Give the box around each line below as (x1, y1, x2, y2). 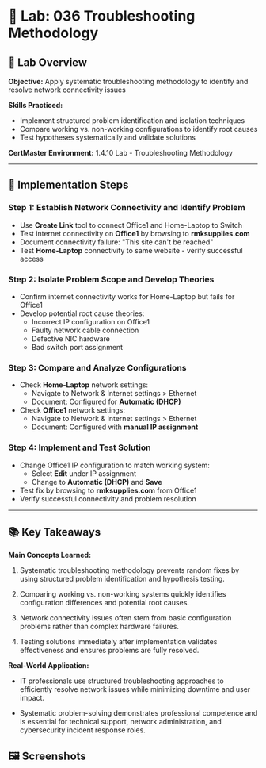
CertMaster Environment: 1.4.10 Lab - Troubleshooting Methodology (8, 148, 234, 157)
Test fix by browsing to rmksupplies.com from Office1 (19, 486, 197, 495)
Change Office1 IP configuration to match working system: (19, 460, 210, 470)
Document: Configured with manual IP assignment (31, 422, 199, 432)
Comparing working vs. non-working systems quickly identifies (19, 589, 226, 599)
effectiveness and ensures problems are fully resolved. (19, 646, 199, 655)
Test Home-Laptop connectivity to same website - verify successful (19, 245, 243, 255)
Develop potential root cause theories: (19, 309, 145, 318)
